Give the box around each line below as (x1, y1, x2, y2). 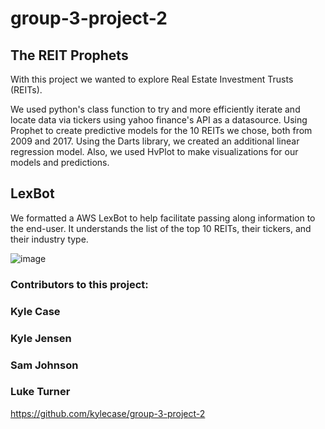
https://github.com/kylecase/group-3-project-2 (10, 407, 206, 419)
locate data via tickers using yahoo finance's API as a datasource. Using (10, 114, 308, 126)
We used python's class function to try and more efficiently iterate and (10, 103, 301, 115)
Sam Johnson (10, 358, 79, 372)
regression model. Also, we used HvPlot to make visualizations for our (10, 146, 299, 157)
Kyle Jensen (10, 331, 72, 345)
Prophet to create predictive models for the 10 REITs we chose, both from (10, 125, 313, 136)
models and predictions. (10, 157, 110, 168)
